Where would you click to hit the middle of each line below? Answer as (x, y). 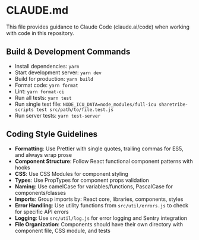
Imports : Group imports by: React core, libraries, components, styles (99, 199)
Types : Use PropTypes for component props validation (82, 180)
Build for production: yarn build (54, 78)
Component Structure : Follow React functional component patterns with (104, 161)
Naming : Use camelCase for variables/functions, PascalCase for (94, 186)
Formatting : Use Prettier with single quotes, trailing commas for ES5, (99, 149)
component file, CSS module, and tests (63, 230)
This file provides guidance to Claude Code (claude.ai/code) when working (98, 27)
